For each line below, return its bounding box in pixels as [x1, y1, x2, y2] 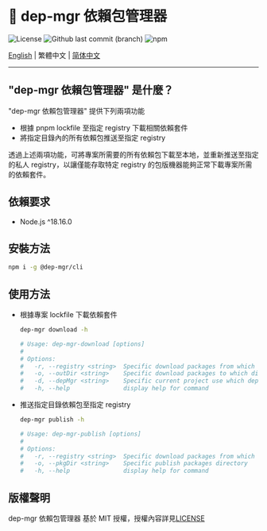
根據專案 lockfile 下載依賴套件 [19, 310, 118, 320]
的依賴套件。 [8, 169, 50, 179]
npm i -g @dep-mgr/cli [8, 263, 83, 271]
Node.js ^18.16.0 [19, 216, 73, 227]
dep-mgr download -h [19, 326, 88, 334]
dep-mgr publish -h [19, 416, 85, 424]
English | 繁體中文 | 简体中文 [8, 50, 101, 60]
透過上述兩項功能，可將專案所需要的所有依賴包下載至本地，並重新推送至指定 [8, 149, 259, 159]
